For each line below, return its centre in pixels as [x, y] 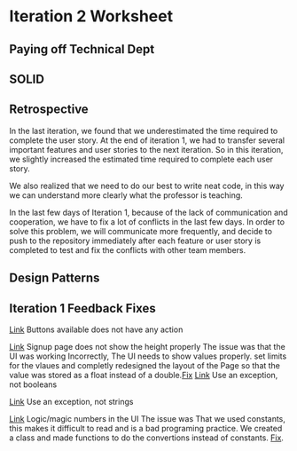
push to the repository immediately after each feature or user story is [135, 241]
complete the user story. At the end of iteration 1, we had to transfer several [147, 140]
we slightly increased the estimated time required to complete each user [141, 159]
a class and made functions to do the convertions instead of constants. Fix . [146, 438]
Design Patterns [55, 278]
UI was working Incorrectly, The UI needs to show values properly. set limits [148, 356]
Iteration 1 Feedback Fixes [83, 308]
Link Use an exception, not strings [71, 401]
